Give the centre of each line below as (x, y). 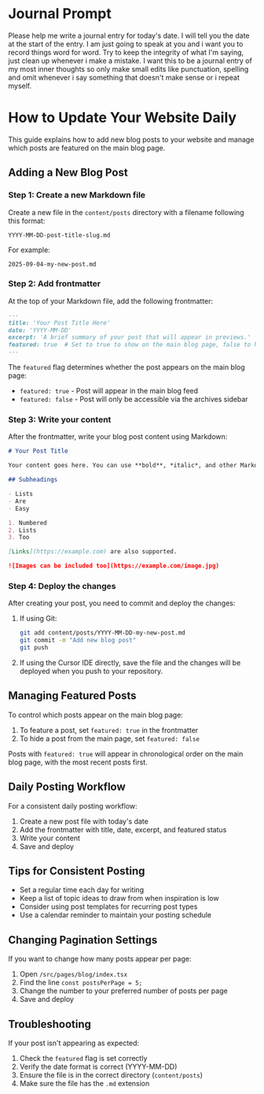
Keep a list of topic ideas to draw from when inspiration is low (119, 899)
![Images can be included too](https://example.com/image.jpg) (114, 566)
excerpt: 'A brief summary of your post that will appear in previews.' (130, 337)
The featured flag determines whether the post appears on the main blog (126, 367)
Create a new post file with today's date (84, 821)
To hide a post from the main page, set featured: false (110, 739)
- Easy (19, 508)
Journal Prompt (60, 14)
